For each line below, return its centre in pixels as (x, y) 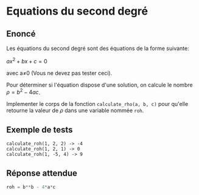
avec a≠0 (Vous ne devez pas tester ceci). (59, 73)
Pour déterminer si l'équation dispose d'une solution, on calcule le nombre (100, 85)
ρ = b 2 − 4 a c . (23, 91)
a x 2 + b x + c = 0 (27, 61)
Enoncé (21, 34)
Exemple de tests (40, 129)
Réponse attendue (42, 173)
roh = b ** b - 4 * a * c (31, 187)
